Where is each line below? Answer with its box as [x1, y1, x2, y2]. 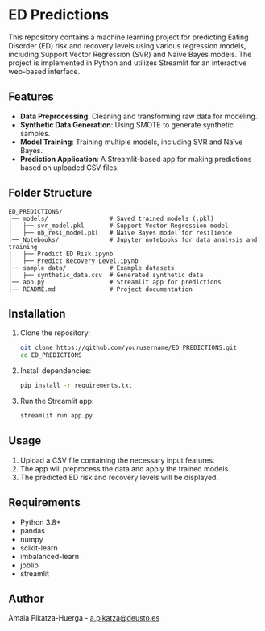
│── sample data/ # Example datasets [8, 264, 175, 272]
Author [8, 592, 44, 605]
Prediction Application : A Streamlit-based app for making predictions [19, 154, 252, 164]
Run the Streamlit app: [19, 396, 94, 405]
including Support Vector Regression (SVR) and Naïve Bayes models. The [8, 49, 252, 59]
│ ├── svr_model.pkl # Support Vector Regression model [8, 222, 229, 230]
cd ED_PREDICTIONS [19, 351, 82, 359]
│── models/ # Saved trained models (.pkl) [8, 214, 215, 222]
